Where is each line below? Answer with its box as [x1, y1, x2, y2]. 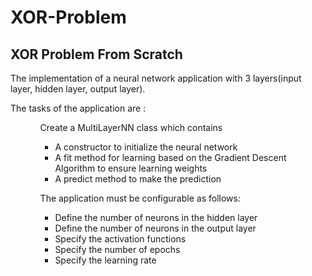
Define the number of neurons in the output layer [54, 222, 257, 234]
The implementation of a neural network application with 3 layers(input [10, 72, 302, 84]
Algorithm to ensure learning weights [54, 162, 208, 174]
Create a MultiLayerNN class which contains [39, 122, 223, 133]
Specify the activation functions [54, 233, 187, 245]
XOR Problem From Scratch [10, 46, 183, 63]
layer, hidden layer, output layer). [10, 83, 146, 95]
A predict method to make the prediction [54, 173, 222, 185]
